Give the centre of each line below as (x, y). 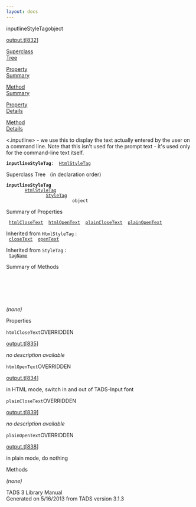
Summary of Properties (35, 212)
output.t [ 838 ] (22, 446)
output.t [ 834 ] (22, 378)
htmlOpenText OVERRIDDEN (39, 366)
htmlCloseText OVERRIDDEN (40, 332)
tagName (18, 256)
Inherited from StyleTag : (36, 250)
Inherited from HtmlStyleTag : (42, 233)
